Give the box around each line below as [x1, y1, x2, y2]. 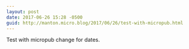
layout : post [6, 8, 40, 15]
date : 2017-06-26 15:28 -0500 [6, 14, 83, 20]
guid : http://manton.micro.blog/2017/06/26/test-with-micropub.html [6, 20, 184, 26]
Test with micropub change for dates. [6, 36, 100, 44]
